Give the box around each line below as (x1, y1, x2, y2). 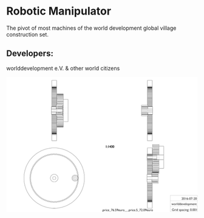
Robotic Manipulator (6, 4, 111, 18)
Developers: (6, 49, 53, 59)
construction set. (6, 30, 49, 38)
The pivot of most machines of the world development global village (6, 24, 177, 32)
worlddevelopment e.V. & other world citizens (6, 64, 120, 72)
